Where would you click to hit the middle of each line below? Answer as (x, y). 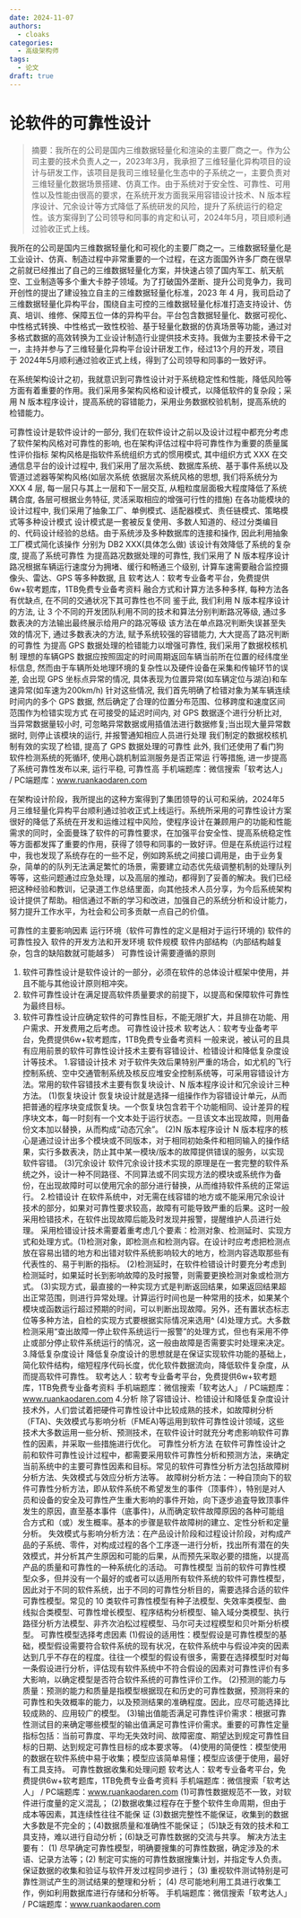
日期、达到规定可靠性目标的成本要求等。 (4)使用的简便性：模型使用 (162, 1746)
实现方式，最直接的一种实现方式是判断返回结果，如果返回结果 (165, 1286)
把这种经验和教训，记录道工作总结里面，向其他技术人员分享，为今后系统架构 (150, 888)
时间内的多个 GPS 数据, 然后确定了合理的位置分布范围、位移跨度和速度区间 (147, 701)
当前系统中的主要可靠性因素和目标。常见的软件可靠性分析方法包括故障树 (155, 1466)
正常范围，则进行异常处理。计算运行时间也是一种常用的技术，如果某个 (159, 1297)
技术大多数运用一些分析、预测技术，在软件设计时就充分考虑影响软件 (148, 1432)
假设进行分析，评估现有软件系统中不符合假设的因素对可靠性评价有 (160, 1668)
